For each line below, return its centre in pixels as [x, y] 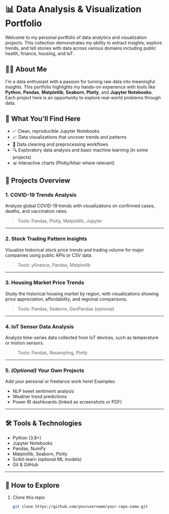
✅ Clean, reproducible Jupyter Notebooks [56, 131]
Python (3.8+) [27, 438]
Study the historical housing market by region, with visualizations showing [82, 294]
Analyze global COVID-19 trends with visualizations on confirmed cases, [80, 206]
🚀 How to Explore [32, 485]
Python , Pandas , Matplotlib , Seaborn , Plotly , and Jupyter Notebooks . [79, 92]
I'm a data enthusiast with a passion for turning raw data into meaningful [80, 81]
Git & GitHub [25, 465]
